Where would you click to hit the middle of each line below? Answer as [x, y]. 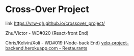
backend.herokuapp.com [32, 48]
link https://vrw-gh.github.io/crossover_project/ [55, 23]
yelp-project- [115, 43]
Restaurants [75, 48]
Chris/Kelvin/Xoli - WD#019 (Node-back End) [53, 43]
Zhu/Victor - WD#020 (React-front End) [47, 33]
